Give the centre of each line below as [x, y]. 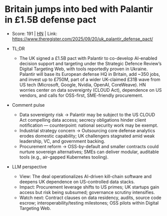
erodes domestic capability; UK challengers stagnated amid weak [87, 136]
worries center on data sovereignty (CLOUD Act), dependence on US [90, 90]
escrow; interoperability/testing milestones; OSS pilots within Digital [89, 203]
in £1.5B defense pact [50, 20]
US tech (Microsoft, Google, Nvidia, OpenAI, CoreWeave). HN [82, 85]
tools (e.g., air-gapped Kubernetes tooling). [64, 157]
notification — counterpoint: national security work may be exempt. [89, 125]
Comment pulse [28, 105]
